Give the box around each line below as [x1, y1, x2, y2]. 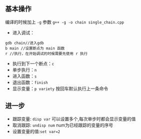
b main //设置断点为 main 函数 [5, 45, 65, 51]
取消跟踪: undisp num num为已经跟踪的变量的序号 [12, 122, 114, 128]
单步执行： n [12, 66, 37, 72]
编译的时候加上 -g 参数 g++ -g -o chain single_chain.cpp [5, 19, 125, 25]
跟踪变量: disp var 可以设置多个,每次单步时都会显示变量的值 [12, 115, 136, 121]
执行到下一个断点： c [12, 60, 54, 66]
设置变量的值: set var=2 [12, 128, 61, 134]
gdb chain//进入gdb [5, 40, 44, 45]
